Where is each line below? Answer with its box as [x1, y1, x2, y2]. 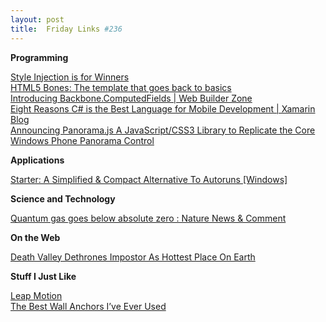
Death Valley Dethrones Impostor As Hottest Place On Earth [10, 251, 256, 263]
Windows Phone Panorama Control [10, 134, 155, 146]
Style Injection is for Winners [10, 71, 130, 83]
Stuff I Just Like [10, 270, 77, 282]
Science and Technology [10, 192, 116, 205]
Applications [10, 154, 65, 166]
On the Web [10, 231, 61, 243]
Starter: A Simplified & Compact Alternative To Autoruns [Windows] [10, 173, 288, 185]
